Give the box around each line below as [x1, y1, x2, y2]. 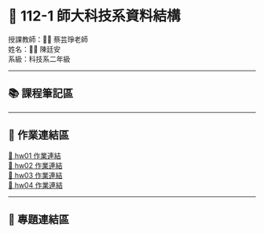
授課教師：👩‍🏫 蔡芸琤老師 [8, 35, 89, 44]
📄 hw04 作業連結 [8, 180, 63, 189]
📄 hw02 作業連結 [8, 160, 63, 170]
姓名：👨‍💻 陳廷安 [8, 44, 61, 53]
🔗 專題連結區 [8, 213, 69, 226]
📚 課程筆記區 [8, 87, 74, 101]
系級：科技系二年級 [8, 54, 71, 64]
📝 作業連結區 [8, 129, 69, 142]
